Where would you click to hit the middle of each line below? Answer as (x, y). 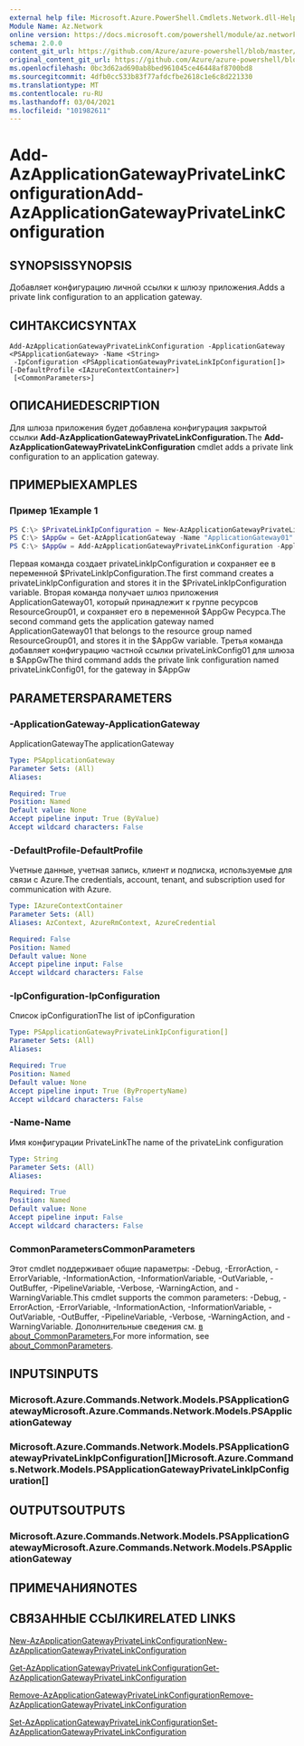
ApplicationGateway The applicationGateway (92, 743)
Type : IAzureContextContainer (66, 906)
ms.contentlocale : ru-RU (56, 93)
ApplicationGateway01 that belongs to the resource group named (131, 632)
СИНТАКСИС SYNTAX (73, 326)
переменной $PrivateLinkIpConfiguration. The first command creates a (142, 574)
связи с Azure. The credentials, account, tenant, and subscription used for (147, 880)
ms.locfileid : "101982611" (60, 111)
